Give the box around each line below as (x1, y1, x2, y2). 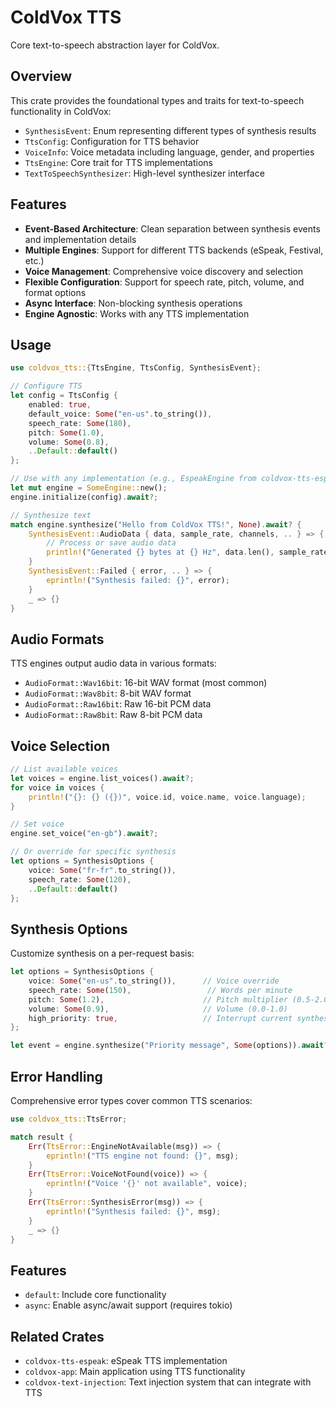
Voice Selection (10, 737, 110, 755)
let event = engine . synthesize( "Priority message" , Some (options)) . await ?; (10, 1041, 333, 1051)
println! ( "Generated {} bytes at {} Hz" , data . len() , (46, 547, 275, 558)
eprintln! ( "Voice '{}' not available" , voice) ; (46, 1179, 248, 1189)
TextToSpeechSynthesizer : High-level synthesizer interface (24, 167, 265, 179)
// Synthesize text (10, 510, 92, 520)
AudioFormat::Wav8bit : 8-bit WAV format (24, 687, 192, 700)
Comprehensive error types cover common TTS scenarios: (10, 1095, 253, 1106)
